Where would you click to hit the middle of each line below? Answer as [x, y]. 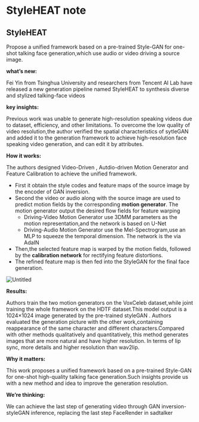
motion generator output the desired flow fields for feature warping [97, 211]
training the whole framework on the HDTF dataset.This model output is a [97, 309]
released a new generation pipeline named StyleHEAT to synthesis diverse [98, 89]
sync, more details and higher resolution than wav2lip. [73, 347]
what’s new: [22, 71]
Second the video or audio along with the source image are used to [98, 198]
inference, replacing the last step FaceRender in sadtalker [102, 413]
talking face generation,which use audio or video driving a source [99, 53]
